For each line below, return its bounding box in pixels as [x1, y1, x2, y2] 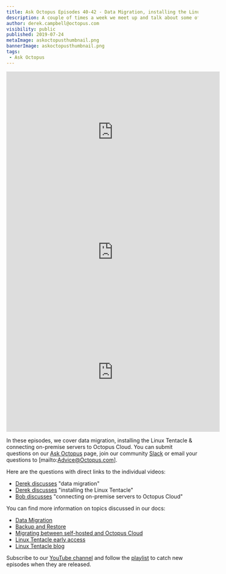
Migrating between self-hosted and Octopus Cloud [15, 529, 143, 537]
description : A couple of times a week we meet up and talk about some [6, 15, 192, 21]
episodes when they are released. [6, 561, 91, 568]
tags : [6, 49, 20, 55]
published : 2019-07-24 [6, 32, 64, 38]
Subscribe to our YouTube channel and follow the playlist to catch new [6, 554, 183, 561]
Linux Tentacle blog [15, 542, 65, 550]
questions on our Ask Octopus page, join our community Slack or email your [6, 450, 198, 457]
